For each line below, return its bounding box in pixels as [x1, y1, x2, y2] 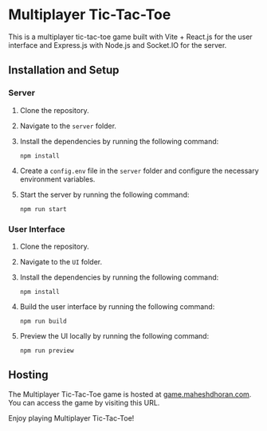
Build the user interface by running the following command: [19, 301, 215, 311]
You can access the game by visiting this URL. [8, 398, 160, 407]
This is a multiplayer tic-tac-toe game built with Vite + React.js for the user [8, 32, 253, 41]
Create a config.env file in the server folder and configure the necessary [19, 166, 259, 175]
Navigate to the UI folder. [19, 257, 102, 266]
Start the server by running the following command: [19, 190, 190, 199]
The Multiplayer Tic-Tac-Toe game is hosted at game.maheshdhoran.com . [8, 389, 252, 399]
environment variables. [19, 174, 96, 184]
